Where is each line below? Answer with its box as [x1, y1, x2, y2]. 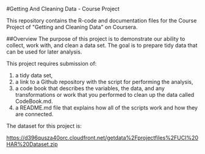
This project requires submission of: [6, 60, 97, 67]
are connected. [15, 111, 54, 117]
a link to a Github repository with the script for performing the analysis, [15, 79, 193, 85]
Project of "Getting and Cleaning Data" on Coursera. [6, 24, 138, 30]
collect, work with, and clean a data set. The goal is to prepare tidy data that [6, 42, 198, 49]
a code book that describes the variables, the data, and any [15, 85, 165, 92]
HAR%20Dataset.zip [6, 141, 58, 148]
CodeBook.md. [15, 97, 53, 105]
